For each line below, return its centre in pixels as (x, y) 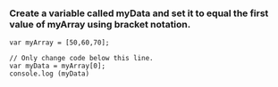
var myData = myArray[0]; (57, 66)
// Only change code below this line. (81, 59)
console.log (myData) (50, 74)
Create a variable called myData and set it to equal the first (139, 13)
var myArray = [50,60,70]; (59, 43)
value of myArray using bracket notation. (100, 24)
